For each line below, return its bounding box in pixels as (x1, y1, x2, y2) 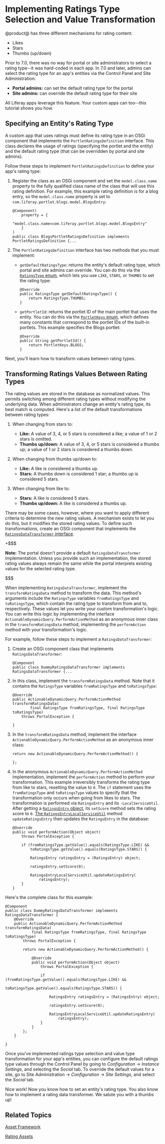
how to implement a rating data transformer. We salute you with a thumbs (5, 1091, 154, 1097)
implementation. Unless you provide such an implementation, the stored (5, 555, 151, 561)
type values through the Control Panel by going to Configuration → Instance (5, 1061, 160, 1067)
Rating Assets (5, 1134, 33, 1140)
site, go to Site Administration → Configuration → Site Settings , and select (5, 1071, 155, 1077)
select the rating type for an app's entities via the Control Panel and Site (5, 70, 151, 76)
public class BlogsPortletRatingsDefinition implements (12, 234, 130, 239)
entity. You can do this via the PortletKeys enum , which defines (19, 314, 149, 320)
